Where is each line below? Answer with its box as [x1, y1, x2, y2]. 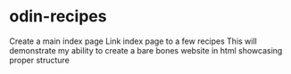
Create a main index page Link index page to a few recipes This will [9, 36, 257, 46]
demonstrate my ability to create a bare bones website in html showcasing [9, 45, 283, 55]
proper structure [9, 54, 70, 65]
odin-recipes [9, 6, 107, 27]
